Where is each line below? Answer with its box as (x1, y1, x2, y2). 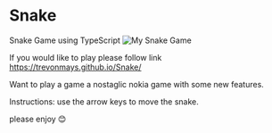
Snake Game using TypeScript (9, 35, 120, 46)
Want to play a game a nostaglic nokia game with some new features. (9, 79, 265, 89)
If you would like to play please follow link (9, 52, 162, 62)
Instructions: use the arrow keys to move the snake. (9, 96, 199, 107)
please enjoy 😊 (9, 113, 67, 124)
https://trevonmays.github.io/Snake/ (9, 62, 142, 72)
